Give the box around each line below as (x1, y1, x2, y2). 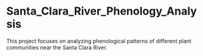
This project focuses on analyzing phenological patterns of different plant (6, 37, 191, 44)
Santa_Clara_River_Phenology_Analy (6, 4, 197, 18)
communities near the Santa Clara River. (6, 44, 108, 51)
